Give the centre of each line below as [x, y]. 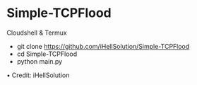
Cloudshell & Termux [37, 33]
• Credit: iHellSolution [38, 75]
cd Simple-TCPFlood [47, 54]
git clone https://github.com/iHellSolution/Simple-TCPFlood [103, 46]
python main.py [40, 61]
